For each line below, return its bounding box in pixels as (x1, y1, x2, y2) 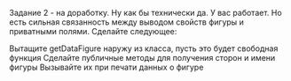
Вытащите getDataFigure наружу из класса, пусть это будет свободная (9, 43, 279, 54)
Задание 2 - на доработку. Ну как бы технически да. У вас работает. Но (9, 8, 282, 18)
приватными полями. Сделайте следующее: (9, 26, 177, 36)
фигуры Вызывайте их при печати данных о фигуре (9, 62, 204, 72)
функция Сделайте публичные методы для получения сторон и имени (9, 53, 276, 63)
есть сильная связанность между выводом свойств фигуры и (9, 17, 244, 27)
